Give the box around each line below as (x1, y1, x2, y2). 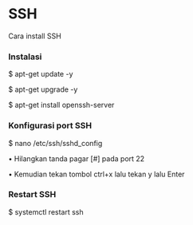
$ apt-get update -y (8, 69, 73, 79)
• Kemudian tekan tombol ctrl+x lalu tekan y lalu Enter (8, 169, 185, 179)
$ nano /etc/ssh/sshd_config (8, 138, 103, 148)
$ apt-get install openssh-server (8, 101, 115, 110)
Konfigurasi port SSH (8, 120, 93, 132)
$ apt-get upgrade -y (8, 85, 78, 94)
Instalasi (8, 51, 42, 62)
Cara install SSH (8, 31, 61, 41)
